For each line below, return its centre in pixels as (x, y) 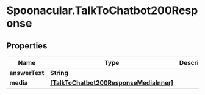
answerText (27, 73)
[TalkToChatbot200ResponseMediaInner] (112, 83)
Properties (27, 46)
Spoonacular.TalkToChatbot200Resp (102, 11)
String (59, 73)
